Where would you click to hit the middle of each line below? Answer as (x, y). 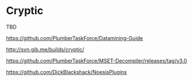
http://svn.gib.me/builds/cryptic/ (45, 49)
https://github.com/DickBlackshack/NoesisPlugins (66, 72)
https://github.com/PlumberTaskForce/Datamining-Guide (75, 38)
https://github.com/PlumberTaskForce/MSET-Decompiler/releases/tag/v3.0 (96, 61)
